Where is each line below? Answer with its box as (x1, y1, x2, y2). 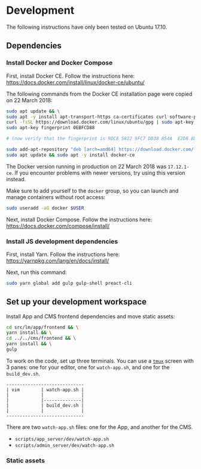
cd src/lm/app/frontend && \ (6, 324, 79, 330)
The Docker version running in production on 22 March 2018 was (6, 163, 167, 170)
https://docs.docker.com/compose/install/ (6, 222, 110, 229)
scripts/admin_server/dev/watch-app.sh (14, 442, 115, 449)
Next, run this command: (6, 269, 67, 276)
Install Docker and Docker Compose (6, 59, 113, 67)
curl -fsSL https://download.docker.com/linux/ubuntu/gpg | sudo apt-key (6, 119, 194, 126)
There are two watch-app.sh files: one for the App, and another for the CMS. (6, 423, 193, 431)
